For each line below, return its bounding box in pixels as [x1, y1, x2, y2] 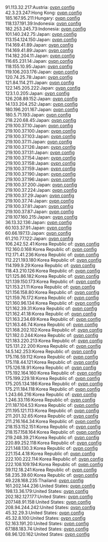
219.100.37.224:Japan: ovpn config [5, 187, 77, 193]
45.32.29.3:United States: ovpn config [5, 510, 84, 516]
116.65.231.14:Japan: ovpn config [5, 58, 73, 64]
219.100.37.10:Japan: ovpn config [5, 122, 73, 129]
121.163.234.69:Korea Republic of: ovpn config [5, 316, 101, 322]
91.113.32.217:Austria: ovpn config [5, 5, 75, 10]
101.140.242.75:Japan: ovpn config [5, 31, 77, 37]
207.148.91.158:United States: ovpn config [5, 499, 91, 505]
